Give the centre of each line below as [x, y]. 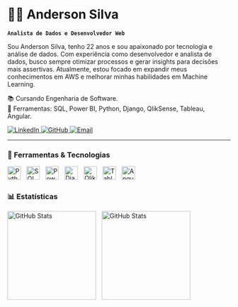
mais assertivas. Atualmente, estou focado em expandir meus [97, 69]
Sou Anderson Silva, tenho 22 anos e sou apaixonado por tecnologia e [110, 46]
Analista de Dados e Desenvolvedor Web [66, 33]
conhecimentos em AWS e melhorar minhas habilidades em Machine [107, 77]
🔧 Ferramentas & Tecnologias [59, 155]
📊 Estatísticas [33, 196]
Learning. [21, 84]
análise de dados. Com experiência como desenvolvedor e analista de [110, 54]
